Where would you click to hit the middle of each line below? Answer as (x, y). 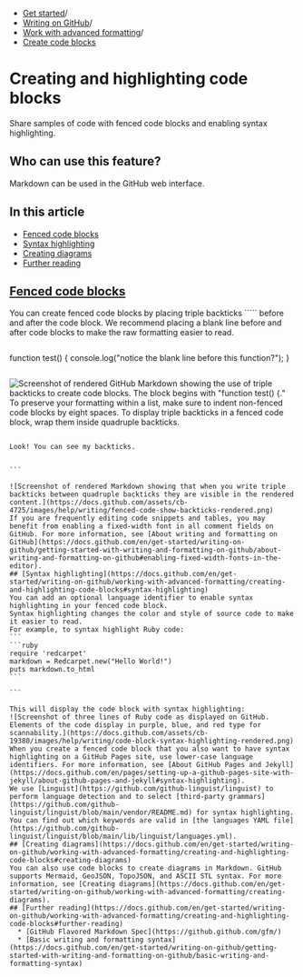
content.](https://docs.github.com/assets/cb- (99, 503)
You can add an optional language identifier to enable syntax (132, 598)
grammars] (247, 797)
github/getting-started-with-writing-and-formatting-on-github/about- (146, 550)
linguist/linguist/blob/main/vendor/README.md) (101, 813)
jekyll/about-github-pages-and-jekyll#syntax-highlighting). (127, 781)
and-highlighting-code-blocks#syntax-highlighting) (109, 590)
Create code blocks (59, 42)
